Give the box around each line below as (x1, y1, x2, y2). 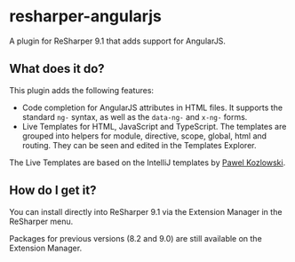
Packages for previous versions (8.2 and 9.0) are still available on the (9, 233, 262, 243)
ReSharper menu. (9, 216, 74, 226)
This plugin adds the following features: (9, 84, 154, 95)
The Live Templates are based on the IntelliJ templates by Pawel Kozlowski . (9, 157, 286, 168)
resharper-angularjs (9, 6, 162, 27)
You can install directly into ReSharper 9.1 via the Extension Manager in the (9, 206, 283, 217)
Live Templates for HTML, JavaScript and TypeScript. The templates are (21, 121, 287, 131)
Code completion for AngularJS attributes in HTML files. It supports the (21, 102, 283, 113)
